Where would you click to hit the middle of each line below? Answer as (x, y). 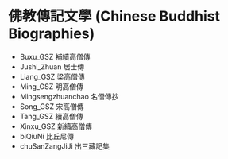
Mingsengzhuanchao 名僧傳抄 (69, 96)
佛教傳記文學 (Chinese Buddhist (114, 16)
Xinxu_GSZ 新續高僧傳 (56, 126)
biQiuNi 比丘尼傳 (47, 136)
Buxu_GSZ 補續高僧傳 (55, 56)
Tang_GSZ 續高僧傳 (51, 116)
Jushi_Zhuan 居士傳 (52, 66)
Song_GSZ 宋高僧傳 (52, 106)
